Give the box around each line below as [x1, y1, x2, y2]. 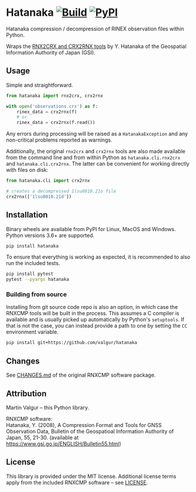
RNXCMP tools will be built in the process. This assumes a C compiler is [6, 310, 180, 317]
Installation [6, 210, 48, 220]
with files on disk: [6, 167, 49, 174]
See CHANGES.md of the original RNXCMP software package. [6, 371, 156, 379]
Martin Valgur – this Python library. [6, 404, 90, 411]
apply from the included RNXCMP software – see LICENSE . [6, 479, 148, 486]
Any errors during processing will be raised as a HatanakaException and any [6, 130, 188, 137]
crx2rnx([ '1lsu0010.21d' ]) [6, 194, 72, 199]
